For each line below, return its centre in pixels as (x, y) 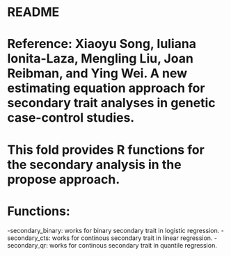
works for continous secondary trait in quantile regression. (133, 245)
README (33, 12)
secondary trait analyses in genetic (111, 103)
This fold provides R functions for (106, 150)
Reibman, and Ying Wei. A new (97, 73)
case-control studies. (71, 118)
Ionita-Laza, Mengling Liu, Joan (100, 59)
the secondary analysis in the (95, 165)
